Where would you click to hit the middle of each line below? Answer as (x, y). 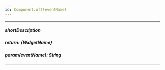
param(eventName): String (33, 55)
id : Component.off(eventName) (36, 10)
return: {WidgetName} (29, 42)
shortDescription (23, 30)
